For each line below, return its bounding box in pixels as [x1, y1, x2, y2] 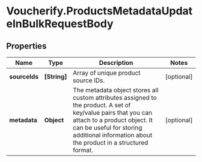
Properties [6, 41, 47, 51]
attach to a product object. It [73, 116, 153, 124]
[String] [44, 73, 67, 80]
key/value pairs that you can [73, 109, 152, 116]
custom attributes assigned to [73, 94, 158, 101]
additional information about [73, 131, 153, 139]
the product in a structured [73, 139, 148, 146]
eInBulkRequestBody [6, 17, 114, 31]
